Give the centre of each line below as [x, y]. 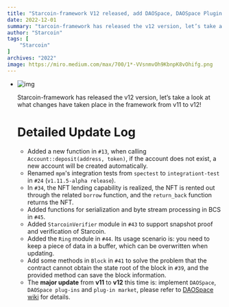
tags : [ [18, 39]
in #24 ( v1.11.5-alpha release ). [72, 180]
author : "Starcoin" [35, 33]
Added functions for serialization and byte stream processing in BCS [124, 209]
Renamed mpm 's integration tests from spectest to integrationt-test [123, 173]
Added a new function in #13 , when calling [87, 151]
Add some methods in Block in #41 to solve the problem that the [117, 260]
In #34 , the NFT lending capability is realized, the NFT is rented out [121, 187]
